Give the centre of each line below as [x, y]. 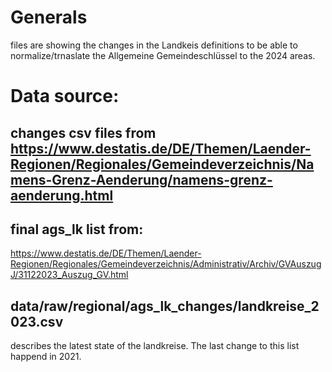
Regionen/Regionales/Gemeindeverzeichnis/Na [162, 164]
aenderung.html [62, 195]
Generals [49, 17]
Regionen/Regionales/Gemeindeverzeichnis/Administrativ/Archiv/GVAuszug [166, 264]
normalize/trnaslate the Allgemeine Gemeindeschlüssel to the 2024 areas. [163, 55]
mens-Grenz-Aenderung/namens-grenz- [141, 179]
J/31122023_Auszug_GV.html [69, 275]
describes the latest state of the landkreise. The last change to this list [155, 346]
